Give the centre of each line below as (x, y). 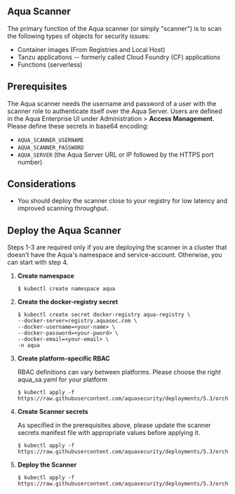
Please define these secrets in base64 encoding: (78, 126)
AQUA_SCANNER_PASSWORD (51, 148)
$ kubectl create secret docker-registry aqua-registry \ (104, 315)
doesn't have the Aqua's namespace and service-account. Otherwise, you (115, 255)
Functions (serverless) (50, 64)
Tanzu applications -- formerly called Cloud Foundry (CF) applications (119, 57)
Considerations (42, 184)
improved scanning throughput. (63, 208)
